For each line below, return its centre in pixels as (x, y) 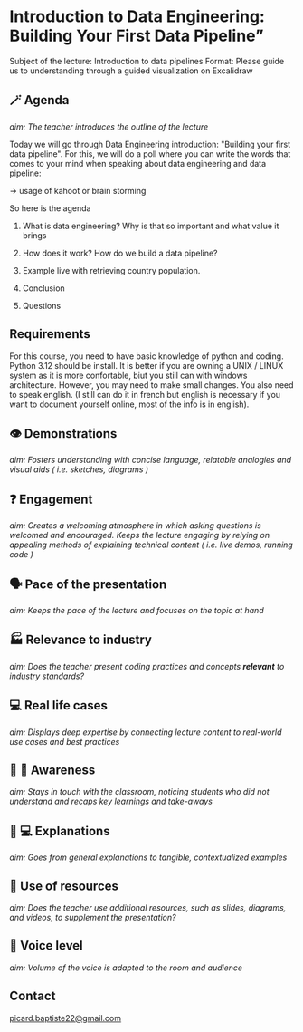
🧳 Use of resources (64, 886)
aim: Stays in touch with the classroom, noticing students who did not (139, 792)
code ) (22, 555)
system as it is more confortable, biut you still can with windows (128, 375)
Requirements (50, 334)
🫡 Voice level (46, 945)
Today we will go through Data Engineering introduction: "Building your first (150, 144)
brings (34, 235)
